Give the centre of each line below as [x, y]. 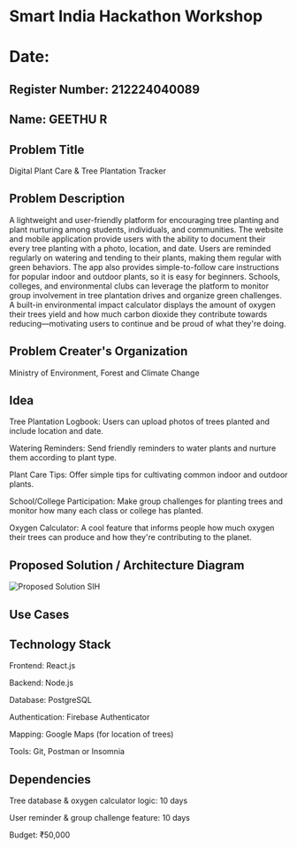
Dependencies [50, 780]
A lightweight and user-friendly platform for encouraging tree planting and [144, 220]
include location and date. [57, 431]
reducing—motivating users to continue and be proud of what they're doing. [148, 323]
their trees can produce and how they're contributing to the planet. [130, 537]
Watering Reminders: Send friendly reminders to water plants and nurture [143, 448]
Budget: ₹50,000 [40, 835]
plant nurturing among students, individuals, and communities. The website [146, 229]
